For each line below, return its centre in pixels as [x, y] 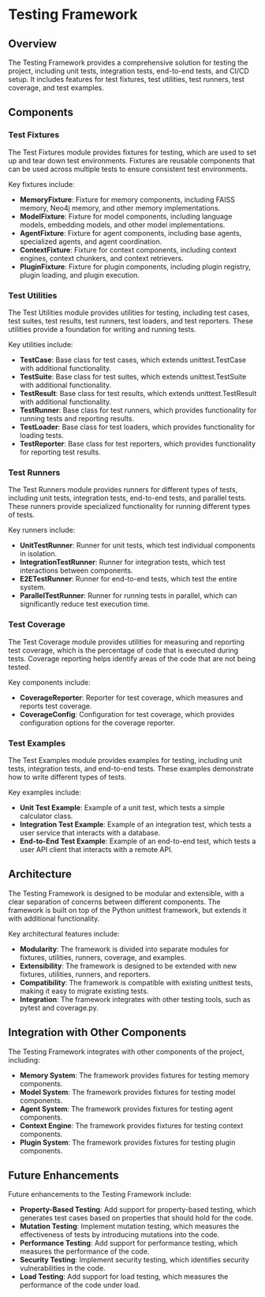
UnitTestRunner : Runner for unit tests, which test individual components [137, 545]
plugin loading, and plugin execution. [80, 275]
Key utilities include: [41, 344]
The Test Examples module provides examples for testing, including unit [125, 760]
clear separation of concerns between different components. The [114, 902]
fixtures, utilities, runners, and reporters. [85, 974]
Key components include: [49, 682]
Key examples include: [45, 792]
